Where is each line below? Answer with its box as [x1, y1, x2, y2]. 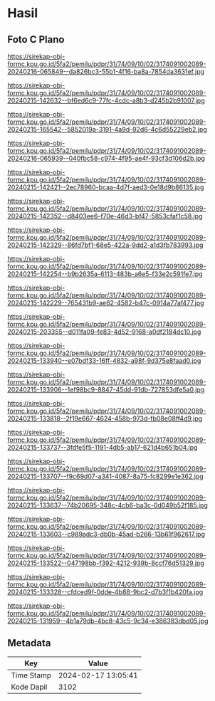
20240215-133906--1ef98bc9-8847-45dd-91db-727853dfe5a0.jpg [7, 386, 205, 394]
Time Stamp [11, 670, 52, 680]
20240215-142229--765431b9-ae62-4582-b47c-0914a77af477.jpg [7, 299, 204, 307]
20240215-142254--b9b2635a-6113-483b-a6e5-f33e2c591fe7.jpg [7, 270, 203, 278]
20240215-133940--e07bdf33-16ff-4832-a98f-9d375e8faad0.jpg [7, 357, 201, 364]
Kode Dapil [11, 682, 48, 692]
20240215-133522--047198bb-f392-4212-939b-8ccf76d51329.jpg [7, 559, 204, 567]
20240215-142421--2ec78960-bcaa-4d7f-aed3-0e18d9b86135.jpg [7, 183, 204, 191]
